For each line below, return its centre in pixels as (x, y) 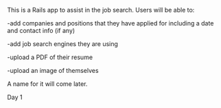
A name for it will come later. (47, 84)
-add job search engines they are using (63, 44)
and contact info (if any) (41, 31)
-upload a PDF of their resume (50, 57)
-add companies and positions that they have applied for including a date (110, 23)
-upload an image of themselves (53, 71)
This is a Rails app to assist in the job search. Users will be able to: (101, 10)
